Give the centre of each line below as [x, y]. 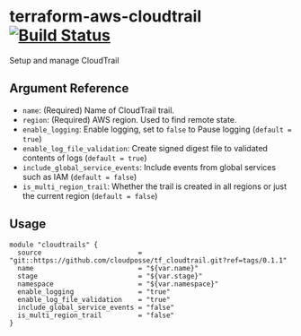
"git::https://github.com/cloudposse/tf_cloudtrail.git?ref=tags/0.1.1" [148, 260]
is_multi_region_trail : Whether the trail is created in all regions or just [155, 186]
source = [80, 253]
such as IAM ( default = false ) [80, 177]
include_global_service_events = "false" [96, 307]
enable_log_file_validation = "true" [94, 299]
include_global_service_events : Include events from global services [149, 167]
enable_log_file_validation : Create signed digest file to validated [145, 148]
